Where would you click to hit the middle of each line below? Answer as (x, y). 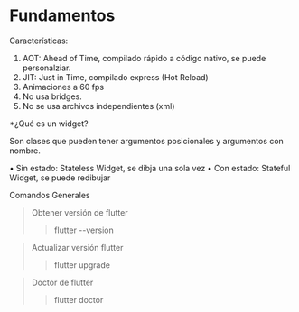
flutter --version (84, 230)
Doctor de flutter (62, 282)
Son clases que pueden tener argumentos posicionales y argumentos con (147, 141)
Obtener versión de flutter (79, 212)
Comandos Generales (50, 195)
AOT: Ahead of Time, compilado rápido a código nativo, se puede (144, 58)
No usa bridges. (52, 96)
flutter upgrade (82, 265)
